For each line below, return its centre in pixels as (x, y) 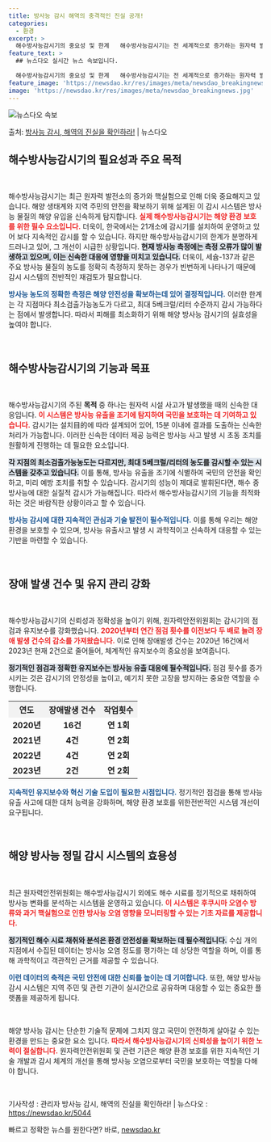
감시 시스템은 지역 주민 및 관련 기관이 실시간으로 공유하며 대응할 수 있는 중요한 (131, 988)
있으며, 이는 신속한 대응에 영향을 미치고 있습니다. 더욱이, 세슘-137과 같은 (142, 257)
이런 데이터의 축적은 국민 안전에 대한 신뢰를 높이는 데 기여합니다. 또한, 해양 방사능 (135, 977)
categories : (28, 23)
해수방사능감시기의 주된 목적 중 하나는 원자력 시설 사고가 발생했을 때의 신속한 (129, 405)
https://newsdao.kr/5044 (50, 1113)
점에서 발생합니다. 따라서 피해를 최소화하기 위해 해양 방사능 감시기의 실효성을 (137, 314)
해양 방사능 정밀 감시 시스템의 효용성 (93, 856)
